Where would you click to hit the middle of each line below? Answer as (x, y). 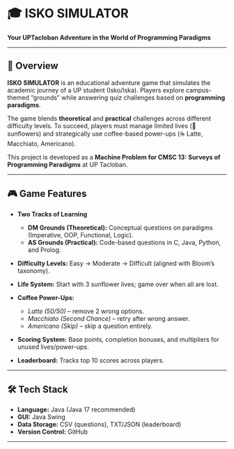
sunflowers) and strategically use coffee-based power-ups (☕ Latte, (105, 134)
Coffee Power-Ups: (46, 297)
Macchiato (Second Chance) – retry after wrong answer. (109, 318)
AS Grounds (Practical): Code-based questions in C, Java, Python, (124, 242)
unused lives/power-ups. (53, 347)
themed (18, 97)
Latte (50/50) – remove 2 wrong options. (86, 311)
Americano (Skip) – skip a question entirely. (90, 326)
